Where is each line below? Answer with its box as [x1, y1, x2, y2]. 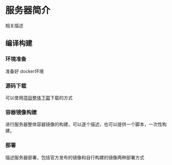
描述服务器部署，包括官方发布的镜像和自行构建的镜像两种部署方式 [5, 154, 144, 160]
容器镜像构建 [5, 108, 37, 115]
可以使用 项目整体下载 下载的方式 [5, 95, 73, 101]
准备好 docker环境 [5, 68, 44, 74]
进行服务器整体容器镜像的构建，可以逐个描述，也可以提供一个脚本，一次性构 [5, 121, 167, 128]
